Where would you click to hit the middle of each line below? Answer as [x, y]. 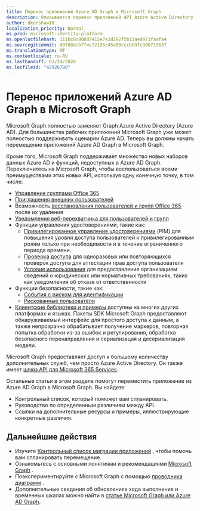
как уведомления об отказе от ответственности [85, 282]
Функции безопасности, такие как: [59, 288]
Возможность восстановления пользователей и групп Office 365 [98, 206]
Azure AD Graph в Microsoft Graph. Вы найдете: [66, 388]
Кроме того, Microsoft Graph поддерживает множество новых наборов [97, 156]
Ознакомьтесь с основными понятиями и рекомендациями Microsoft [103, 464]
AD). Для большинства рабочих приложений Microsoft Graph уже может [99, 132]
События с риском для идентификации [73, 295]
